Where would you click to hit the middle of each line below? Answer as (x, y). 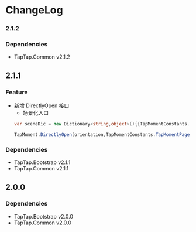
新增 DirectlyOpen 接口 (42, 105)
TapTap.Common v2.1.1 (41, 169)
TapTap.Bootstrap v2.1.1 (42, 162)
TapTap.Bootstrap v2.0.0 (44, 216)
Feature (17, 92)
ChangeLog (34, 10)
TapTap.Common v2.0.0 (42, 223)
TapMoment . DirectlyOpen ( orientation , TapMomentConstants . (85, 134)
